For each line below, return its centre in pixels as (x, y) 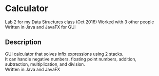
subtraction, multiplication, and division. (45, 64)
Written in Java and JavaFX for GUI (40, 27)
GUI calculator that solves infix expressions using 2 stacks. (64, 54)
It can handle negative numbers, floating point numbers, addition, (71, 59)
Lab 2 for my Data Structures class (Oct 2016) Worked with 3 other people (80, 22)
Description (23, 42)
